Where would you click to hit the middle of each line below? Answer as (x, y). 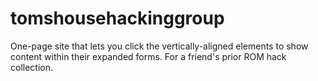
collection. (32, 67)
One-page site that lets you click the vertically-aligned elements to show (159, 46)
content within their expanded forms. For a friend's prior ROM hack (148, 56)
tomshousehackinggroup (117, 18)
